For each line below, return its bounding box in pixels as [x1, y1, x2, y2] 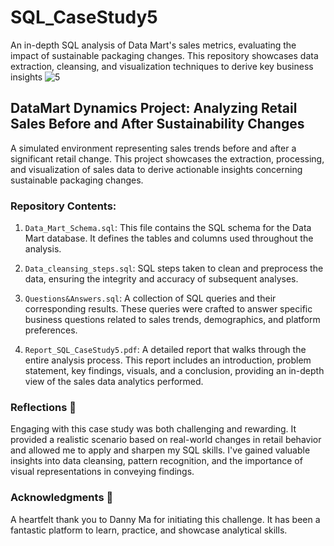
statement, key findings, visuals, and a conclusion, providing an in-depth [24, 365, 325, 377]
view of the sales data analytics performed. [24, 376, 204, 388]
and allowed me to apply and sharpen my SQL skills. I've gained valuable [10, 444, 311, 456]
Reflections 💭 [10, 400, 77, 414]
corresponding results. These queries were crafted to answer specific [24, 303, 313, 315]
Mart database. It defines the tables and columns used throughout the [24, 232, 314, 245]
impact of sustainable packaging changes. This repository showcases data [10, 49, 319, 61]
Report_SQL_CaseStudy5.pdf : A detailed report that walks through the [24, 344, 307, 356]
